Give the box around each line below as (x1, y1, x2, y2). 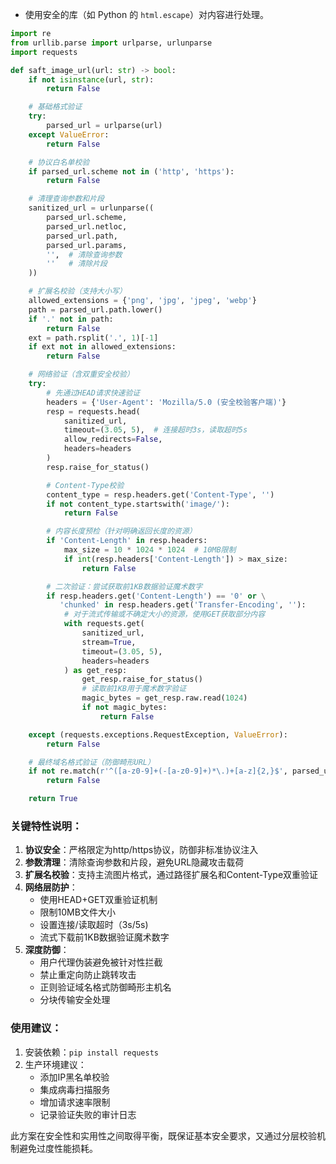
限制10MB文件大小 (39, 906, 116, 918)
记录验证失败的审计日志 (39, 1108, 137, 1120)
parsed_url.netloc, (46, 221, 128, 232)
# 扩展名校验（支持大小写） (28, 286, 127, 297)
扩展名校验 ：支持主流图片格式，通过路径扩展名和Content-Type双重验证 (24, 869, 319, 881)
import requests (10, 47, 78, 57)
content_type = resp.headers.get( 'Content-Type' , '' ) (46, 489, 275, 500)
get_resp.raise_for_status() (81, 674, 203, 685)
